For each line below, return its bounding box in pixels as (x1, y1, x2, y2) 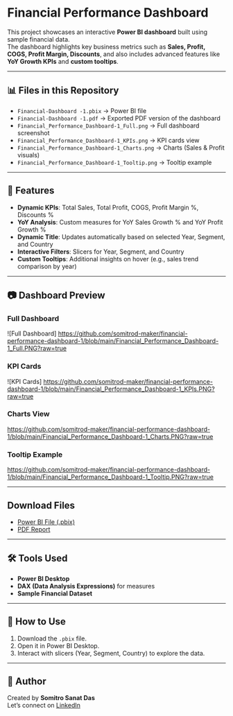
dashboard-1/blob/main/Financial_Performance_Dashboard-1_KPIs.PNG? (7, 385, 215, 393)
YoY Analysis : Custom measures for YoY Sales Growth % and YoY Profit (17, 218, 223, 226)
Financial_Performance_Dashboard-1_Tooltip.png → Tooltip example (17, 158, 212, 166)
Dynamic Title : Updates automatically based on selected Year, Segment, (17, 232, 225, 241)
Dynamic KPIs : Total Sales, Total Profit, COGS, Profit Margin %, (17, 203, 199, 211)
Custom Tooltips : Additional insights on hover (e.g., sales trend (17, 254, 199, 263)
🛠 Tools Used (7, 552, 68, 564)
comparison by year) (17, 262, 78, 270)
